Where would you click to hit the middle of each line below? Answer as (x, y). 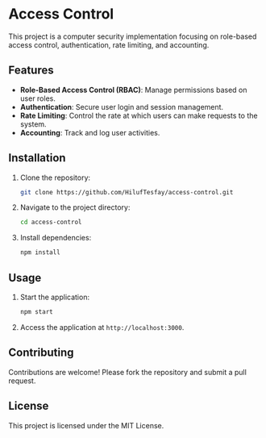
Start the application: (55, 297)
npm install (40, 252)
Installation (37, 158)
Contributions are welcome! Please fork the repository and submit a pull (128, 372)
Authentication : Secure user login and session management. (122, 106)
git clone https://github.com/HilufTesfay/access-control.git (127, 192)
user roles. (38, 98)
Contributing (41, 353)
